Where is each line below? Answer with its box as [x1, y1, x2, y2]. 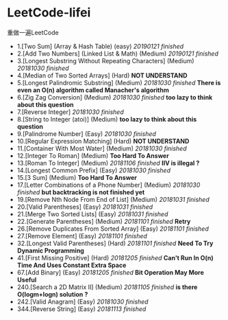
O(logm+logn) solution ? [16, 290, 88, 298]
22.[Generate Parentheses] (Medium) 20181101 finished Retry [16, 217, 191, 225]
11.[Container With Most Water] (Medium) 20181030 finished [16, 144, 187, 152]
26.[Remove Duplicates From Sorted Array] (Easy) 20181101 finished [16, 225, 209, 233]
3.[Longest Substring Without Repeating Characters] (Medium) [16, 56, 194, 65]
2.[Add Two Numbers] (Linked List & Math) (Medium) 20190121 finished [16, 49, 219, 58]
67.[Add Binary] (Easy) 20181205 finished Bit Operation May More [16, 268, 204, 276]
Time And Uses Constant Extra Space [16, 261, 127, 269]
